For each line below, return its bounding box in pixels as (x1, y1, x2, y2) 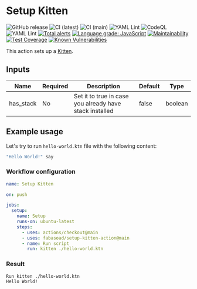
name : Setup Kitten (6, 181, 54, 187)
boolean (165, 99, 188, 107)
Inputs (6, 65, 30, 75)
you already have (73, 99, 121, 107)
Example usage (6, 127, 63, 137)
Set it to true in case (73, 92, 129, 100)
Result (6, 260, 25, 268)
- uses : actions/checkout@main (21, 230, 98, 235)
